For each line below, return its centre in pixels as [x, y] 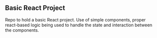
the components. [22, 30]
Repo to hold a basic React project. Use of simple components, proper [75, 19]
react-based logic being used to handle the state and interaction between [79, 25]
